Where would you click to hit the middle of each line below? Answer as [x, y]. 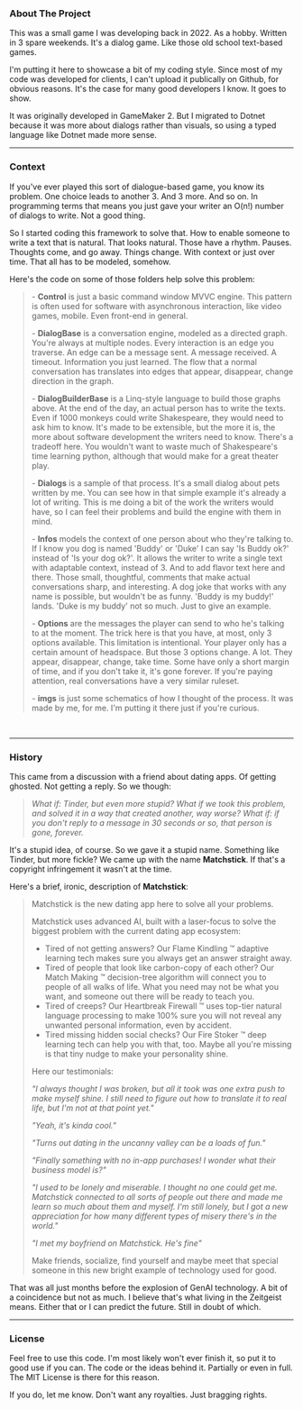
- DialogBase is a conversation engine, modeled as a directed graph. [159, 333]
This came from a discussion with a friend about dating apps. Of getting [143, 776]
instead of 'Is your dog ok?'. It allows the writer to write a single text [157, 558]
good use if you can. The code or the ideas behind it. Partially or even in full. [151, 1368]
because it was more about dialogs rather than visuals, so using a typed [143, 125]
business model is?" [69, 1169]
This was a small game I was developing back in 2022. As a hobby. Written [148, 33]
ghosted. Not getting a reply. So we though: [90, 786]
